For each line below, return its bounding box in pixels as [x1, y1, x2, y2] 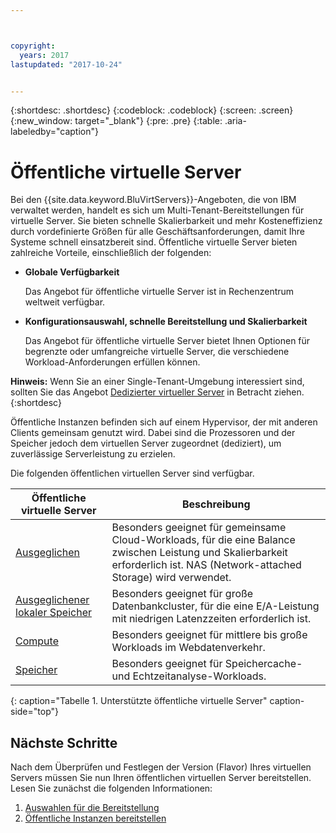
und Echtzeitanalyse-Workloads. [111, 669, 267, 683]
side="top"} [10, 706, 59, 718]
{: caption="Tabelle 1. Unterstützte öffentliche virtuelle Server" [10, 695, 268, 707]
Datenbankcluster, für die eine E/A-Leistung [111, 599, 320, 613]
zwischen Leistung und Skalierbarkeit [111, 546, 288, 560]
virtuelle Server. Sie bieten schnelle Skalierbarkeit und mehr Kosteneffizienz [10, 215, 323, 227]
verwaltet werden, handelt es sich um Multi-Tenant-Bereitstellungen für [10, 204, 305, 216]
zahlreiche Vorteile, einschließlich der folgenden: [10, 247, 212, 259]
